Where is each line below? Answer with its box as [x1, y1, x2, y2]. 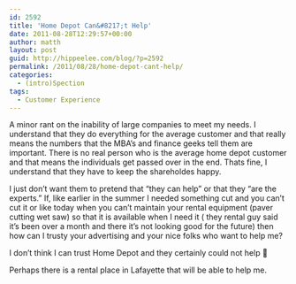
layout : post [9, 46, 57, 55]
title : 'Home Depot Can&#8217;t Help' [9, 21, 152, 30]
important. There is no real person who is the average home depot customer [9, 148, 287, 158]
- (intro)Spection [17, 79, 86, 88]
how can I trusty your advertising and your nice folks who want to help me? [9, 231, 283, 242]
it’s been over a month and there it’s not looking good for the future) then [9, 221, 274, 232]
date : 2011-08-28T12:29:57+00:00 [9, 29, 133, 38]
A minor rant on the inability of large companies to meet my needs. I [9, 119, 256, 130]
